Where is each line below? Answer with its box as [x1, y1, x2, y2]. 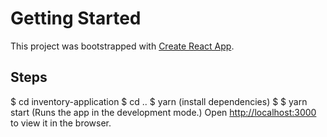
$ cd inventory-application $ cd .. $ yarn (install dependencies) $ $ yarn [10, 95, 308, 107]
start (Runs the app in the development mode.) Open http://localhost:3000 [10, 106, 317, 118]
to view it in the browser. [10, 117, 112, 129]
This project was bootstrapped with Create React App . [10, 40, 235, 52]
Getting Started [10, 7, 142, 30]
